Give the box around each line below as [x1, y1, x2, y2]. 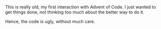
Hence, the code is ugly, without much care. [5, 19, 96, 24]
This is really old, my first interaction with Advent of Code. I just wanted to [5, 4, 156, 10]
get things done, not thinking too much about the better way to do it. [5, 9, 145, 15]
